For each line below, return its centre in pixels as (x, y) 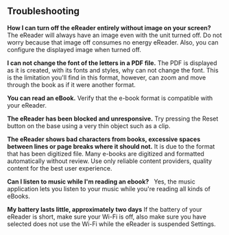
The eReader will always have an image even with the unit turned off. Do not (114, 35)
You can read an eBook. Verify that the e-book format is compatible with (110, 98)
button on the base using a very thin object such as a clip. (89, 125)
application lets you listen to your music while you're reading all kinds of (109, 188)
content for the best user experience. (60, 168)
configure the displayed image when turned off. (74, 49)
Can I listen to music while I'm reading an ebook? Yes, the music (101, 182)
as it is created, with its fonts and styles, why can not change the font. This (113, 70)
